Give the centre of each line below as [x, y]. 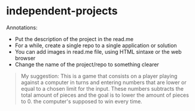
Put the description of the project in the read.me [74, 39]
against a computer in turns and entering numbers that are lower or [103, 82]
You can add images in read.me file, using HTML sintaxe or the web [98, 51]
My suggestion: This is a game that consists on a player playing [99, 76]
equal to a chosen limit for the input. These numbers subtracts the [102, 88]
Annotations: [22, 27]
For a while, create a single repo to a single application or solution [96, 45]
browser [25, 58]
